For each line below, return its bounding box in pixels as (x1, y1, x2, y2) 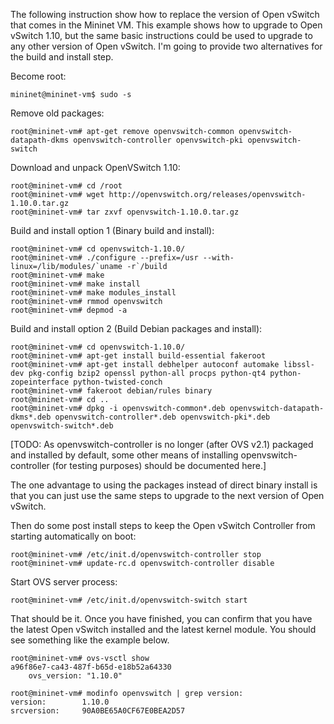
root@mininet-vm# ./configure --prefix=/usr (10, 253, 199, 263)
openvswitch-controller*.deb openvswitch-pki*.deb (54, 412, 271, 422)
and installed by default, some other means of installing (10, 449, 239, 461)
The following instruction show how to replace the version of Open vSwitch (10, 9, 320, 20)
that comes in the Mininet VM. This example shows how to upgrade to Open (10, 19, 323, 31)
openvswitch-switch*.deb (10, 421, 114, 431)
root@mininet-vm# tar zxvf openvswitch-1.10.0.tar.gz (10, 207, 240, 217)
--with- (202, 253, 235, 263)
